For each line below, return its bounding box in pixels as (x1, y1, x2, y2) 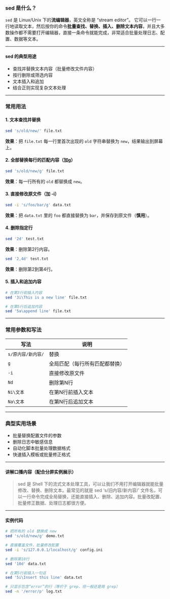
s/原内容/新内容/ (8, 351, 45, 357)
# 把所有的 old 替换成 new (5, 529, 57, 534)
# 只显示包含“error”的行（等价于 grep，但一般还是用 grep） (5, 584, 120, 589)
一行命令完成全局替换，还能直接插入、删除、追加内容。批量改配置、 (22, 494, 164, 500)
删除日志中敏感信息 (12, 438, 53, 444)
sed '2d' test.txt (5, 236, 44, 241)
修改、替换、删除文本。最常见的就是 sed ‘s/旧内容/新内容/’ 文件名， (17, 488, 158, 494)
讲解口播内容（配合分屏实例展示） (5, 469, 76, 475)
